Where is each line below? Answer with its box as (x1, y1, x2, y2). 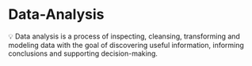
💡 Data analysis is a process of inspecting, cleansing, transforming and (8, 31, 240, 41)
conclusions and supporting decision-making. (8, 49, 158, 58)
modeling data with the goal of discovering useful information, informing (8, 40, 244, 49)
